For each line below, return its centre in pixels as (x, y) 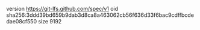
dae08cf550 (22, 21)
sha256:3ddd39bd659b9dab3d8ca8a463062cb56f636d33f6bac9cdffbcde (100, 15)
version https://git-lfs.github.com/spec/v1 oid (62, 9)
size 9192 (50, 21)
